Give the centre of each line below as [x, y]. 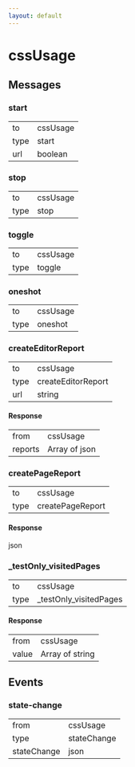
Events [26, 682]
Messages [35, 85]
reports [26, 449]
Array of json [71, 449]
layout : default [35, 16]
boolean [52, 153]
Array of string [67, 654]
